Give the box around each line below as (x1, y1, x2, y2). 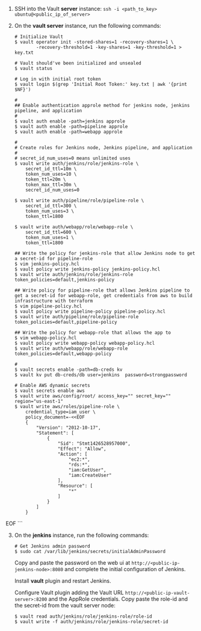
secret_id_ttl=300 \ (25, 203, 77, 209)
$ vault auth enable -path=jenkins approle (14, 118, 126, 124)
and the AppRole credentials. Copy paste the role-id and (48, 595, 188, 603)
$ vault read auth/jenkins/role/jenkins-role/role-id (14, 613, 152, 620)
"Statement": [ (36, 430, 75, 436)
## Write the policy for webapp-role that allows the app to (14, 330, 172, 336)
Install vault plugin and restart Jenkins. (14, 577, 111, 585)
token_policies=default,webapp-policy (14, 351, 112, 357)
